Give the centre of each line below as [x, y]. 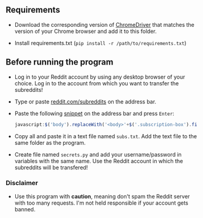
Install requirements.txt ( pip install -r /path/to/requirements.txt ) [100, 43]
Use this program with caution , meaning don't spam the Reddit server [102, 196]
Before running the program [60, 62]
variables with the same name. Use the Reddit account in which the [99, 161]
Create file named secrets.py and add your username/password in [98, 154]
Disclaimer [22, 183]
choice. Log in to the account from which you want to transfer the [97, 83]
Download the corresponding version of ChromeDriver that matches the [105, 24]
